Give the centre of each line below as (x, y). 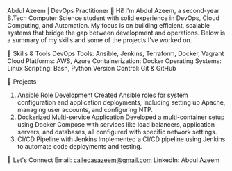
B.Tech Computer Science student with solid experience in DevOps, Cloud (114, 18)
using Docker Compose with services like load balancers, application (116, 124)
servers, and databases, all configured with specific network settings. (117, 132)
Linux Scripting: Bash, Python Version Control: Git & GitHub (92, 68)
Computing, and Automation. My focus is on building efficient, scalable (109, 25)
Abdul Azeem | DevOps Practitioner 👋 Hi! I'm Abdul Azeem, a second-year (114, 11)
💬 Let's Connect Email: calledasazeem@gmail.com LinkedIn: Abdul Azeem (114, 160)
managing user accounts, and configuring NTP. (85, 110)
